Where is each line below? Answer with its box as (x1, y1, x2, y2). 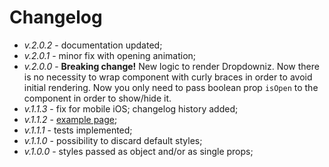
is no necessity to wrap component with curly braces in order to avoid (23, 71, 313, 83)
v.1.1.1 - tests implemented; (23, 124, 133, 136)
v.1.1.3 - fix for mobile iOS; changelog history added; (23, 102, 239, 115)
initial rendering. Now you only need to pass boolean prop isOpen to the (23, 81, 319, 93)
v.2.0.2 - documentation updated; (23, 39, 163, 51)
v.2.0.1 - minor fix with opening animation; (23, 49, 197, 61)
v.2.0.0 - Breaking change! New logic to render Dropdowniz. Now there (23, 60, 320, 72)
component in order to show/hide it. (23, 92, 172, 104)
